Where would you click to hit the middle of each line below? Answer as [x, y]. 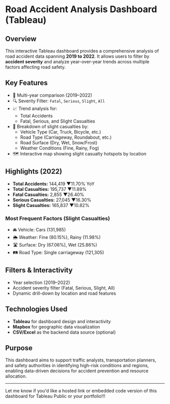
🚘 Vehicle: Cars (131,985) [39, 229]
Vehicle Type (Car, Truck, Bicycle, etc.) [60, 132]
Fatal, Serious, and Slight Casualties [57, 121]
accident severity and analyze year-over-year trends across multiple [77, 62]
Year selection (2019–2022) [41, 282]
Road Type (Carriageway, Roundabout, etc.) [66, 137]
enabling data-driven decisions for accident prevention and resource [77, 371]
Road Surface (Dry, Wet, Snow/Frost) [59, 142]
